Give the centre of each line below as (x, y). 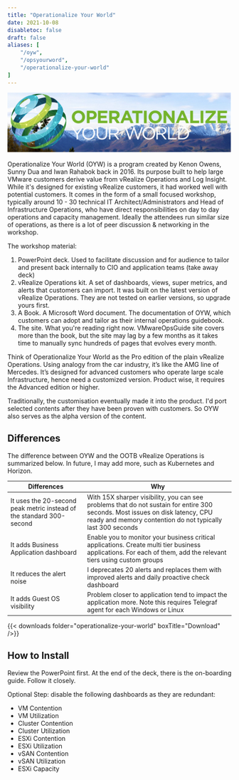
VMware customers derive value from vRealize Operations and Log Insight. (117, 179)
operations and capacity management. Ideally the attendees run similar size (118, 217)
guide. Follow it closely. (42, 680)
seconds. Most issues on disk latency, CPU (150, 512)
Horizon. (20, 471)
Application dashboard (43, 552)
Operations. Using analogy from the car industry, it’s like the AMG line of (113, 364)
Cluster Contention (45, 723)
